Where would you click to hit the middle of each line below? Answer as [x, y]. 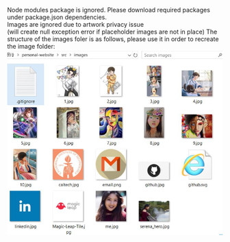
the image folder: [31, 46]
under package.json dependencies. [57, 17]
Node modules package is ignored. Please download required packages [109, 10]
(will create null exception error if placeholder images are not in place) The [112, 32]
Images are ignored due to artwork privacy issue [76, 24]
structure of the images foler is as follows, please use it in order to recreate [113, 39]
